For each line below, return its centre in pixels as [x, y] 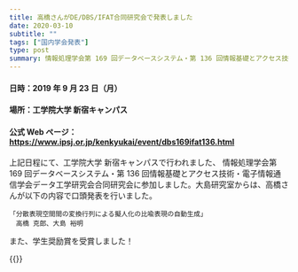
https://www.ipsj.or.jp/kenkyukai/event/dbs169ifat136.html [122, 142]
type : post [29, 51]
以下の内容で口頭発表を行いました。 [90, 196]
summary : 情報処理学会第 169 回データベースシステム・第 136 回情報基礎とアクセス [145, 58]
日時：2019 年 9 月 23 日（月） [66, 88]
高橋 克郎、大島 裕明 [50, 224]
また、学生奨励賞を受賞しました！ [71, 241]
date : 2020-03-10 [41, 26]
